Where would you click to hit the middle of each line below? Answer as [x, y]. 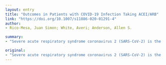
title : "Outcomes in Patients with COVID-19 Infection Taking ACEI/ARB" [82, 14]
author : [13, 23]
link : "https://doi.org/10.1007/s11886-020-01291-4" [61, 19]
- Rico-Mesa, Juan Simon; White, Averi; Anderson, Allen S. [69, 28]
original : [15, 50]
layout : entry [20, 10]
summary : [14, 37]
